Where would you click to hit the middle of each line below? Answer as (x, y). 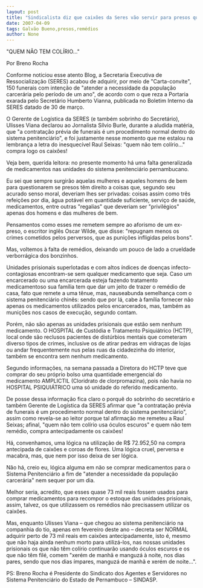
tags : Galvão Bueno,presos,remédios (52, 29)
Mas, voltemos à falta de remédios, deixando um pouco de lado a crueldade (101, 249)
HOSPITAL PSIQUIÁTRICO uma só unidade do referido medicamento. (92, 387)
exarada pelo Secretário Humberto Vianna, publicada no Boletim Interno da (100, 101)
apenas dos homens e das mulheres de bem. (62, 213)
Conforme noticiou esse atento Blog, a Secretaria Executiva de (84, 75)
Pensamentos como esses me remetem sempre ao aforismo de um (90, 225)
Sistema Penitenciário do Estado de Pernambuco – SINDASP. (82, 580)
